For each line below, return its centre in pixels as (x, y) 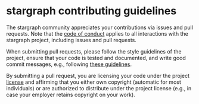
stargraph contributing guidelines (91, 11)
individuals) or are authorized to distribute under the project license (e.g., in (99, 88)
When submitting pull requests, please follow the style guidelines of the (94, 51)
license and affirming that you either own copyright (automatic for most (94, 82)
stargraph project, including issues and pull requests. (71, 40)
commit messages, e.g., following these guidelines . (69, 64)
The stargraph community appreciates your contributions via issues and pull (100, 27)
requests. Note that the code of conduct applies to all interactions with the (97, 33)
